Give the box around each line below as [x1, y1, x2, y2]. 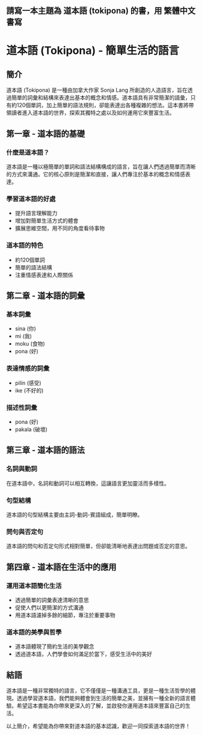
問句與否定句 [6, 527, 44, 536]
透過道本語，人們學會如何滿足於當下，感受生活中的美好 [14, 650, 152, 658]
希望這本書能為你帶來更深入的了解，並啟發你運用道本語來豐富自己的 [16, 702, 185, 710]
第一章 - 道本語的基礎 [6, 129, 85, 139]
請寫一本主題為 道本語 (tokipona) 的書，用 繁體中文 [6, 5, 196, 16]
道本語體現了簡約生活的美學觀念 [14, 643, 94, 650]
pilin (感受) [14, 379, 41, 387]
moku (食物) [14, 340, 45, 347]
